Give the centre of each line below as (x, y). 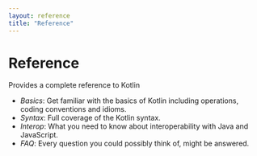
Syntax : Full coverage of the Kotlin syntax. (91, 118)
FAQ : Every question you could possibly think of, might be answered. (135, 144)
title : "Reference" (41, 23)
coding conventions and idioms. (73, 109)
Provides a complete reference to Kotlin (74, 85)
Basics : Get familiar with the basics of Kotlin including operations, (129, 101)
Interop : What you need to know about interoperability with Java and (134, 126)
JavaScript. (39, 135)
